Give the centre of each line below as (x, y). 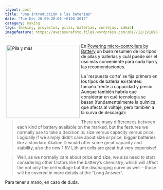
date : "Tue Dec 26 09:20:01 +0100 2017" (47, 19)
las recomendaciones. (103, 67)
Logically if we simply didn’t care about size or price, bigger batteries (86, 137)
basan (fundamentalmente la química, (119, 102)
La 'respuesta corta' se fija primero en (119, 76)
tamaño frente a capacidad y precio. (118, 86)
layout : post (18, 9)
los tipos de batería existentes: (112, 81)
